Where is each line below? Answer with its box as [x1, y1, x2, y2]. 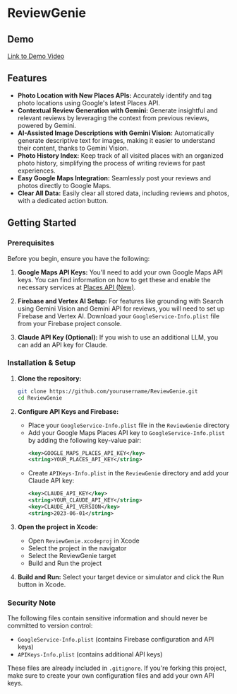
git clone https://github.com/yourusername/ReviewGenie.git [17, 388, 198, 395]
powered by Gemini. [17, 121, 76, 129]
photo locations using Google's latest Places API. [17, 98, 160, 107]
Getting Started [7, 217, 77, 229]
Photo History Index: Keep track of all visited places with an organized [17, 151, 224, 160]
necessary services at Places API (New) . [17, 283, 136, 291]
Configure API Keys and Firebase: [17, 407, 119, 415]
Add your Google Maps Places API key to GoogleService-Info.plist [28, 428, 226, 436]
